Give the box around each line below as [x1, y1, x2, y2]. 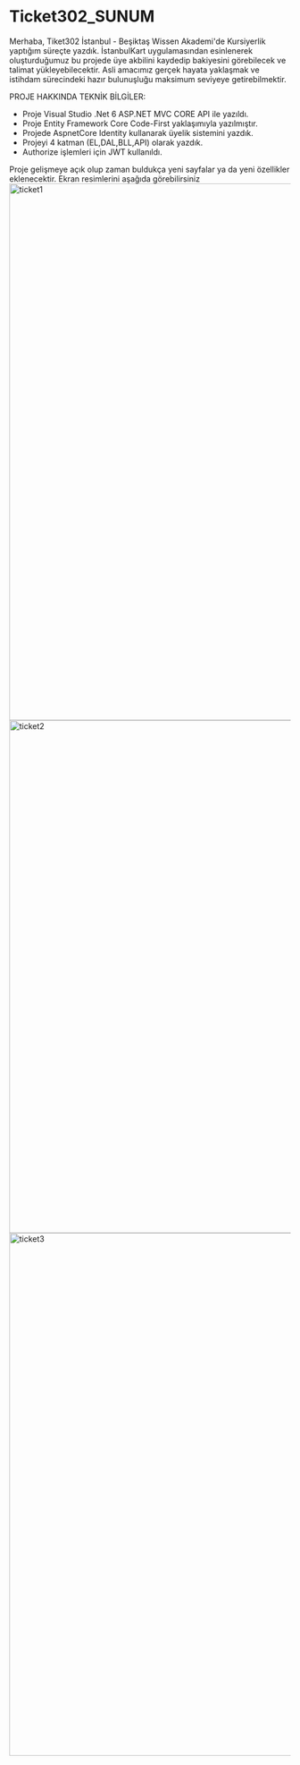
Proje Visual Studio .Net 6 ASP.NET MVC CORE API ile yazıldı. [21, 108, 249, 119]
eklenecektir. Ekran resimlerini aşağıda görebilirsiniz [9, 173, 201, 184]
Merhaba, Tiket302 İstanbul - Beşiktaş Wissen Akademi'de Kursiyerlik [9, 36, 266, 47]
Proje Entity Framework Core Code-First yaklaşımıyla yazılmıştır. [21, 118, 259, 129]
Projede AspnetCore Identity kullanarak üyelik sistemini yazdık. [21, 127, 254, 138]
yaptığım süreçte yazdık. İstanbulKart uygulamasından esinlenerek [9, 45, 253, 55]
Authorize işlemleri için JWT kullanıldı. [21, 146, 162, 157]
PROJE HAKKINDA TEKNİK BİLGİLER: [9, 91, 146, 102]
